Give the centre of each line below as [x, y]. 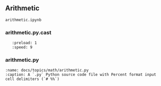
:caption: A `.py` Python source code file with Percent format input [81, 75]
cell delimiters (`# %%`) [32, 79]
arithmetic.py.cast [28, 32]
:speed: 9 [22, 47]
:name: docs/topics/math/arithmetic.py [47, 70]
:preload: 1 [24, 43]
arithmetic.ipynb [23, 20]
